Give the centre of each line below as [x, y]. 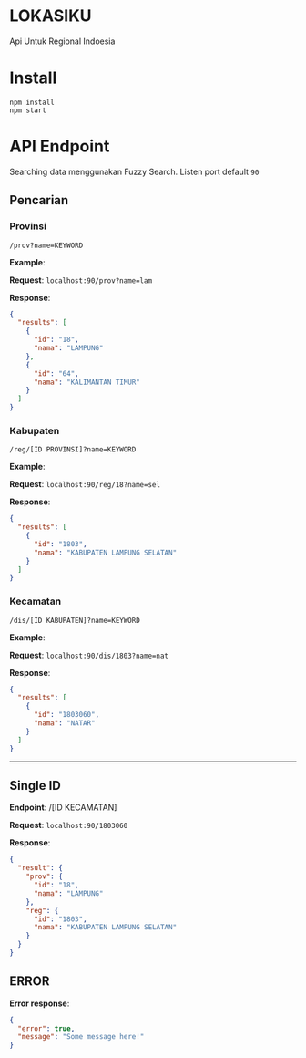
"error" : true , [46, 1028]
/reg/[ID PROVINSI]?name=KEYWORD [73, 450]
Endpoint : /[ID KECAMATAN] [63, 807]
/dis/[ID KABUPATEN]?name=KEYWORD [75, 620]
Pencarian [39, 200]
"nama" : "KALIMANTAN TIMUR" [87, 382]
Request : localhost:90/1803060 [69, 825]
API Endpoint [60, 146]
